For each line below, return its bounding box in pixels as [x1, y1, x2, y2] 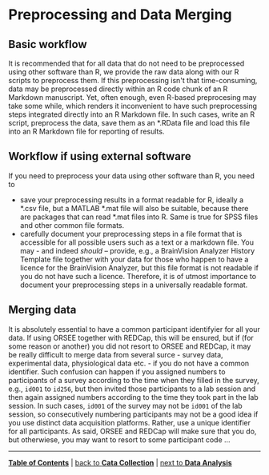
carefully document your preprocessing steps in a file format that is [19, 229, 243, 238]
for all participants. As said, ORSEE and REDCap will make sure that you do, [8, 426, 257, 436]
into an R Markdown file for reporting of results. [8, 126, 165, 136]
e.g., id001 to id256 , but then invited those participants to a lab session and [8, 384, 256, 393]
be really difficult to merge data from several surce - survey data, [8, 349, 223, 359]
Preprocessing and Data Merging [8, 6, 232, 24]
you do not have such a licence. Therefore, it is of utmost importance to [19, 271, 257, 281]
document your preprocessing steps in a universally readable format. [19, 280, 248, 289]
